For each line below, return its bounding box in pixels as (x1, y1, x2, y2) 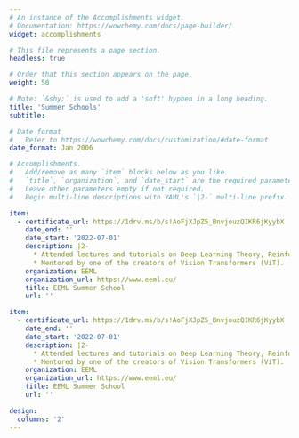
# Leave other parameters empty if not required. (9, 184, 205, 193)
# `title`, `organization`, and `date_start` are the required (9, 176, 256, 185)
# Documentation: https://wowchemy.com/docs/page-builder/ (9, 21, 233, 30)
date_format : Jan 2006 (9, 143, 93, 152)
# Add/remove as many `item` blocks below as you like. (9, 168, 229, 177)
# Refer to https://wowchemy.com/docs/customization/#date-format (9, 135, 269, 144)
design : (9, 406, 38, 415)
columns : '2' (17, 415, 66, 424)
